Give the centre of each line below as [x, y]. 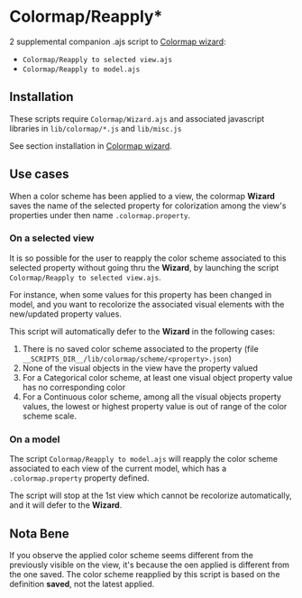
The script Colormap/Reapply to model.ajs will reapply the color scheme [144, 459]
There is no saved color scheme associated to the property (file [140, 348]
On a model [35, 439]
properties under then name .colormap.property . [100, 215]
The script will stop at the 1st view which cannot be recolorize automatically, [151, 496]
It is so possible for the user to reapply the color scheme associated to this [148, 258]
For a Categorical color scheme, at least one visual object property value [157, 377]
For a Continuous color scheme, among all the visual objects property [152, 396]
